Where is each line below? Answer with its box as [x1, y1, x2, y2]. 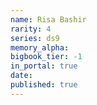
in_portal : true [10, 61, 78, 71]
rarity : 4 [10, 24, 52, 34]
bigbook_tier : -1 [10, 52, 83, 62]
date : [10, 71, 33, 81]
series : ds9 [10, 33, 60, 43]
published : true [10, 80, 78, 90]
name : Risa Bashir [10, 14, 87, 25]
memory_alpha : [10, 42, 70, 53]
